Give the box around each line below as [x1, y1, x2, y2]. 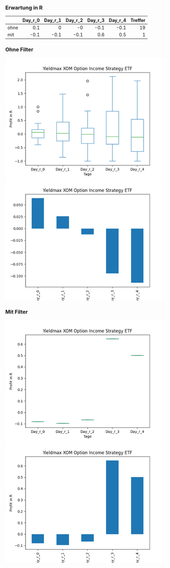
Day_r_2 [65, 17, 83, 23]
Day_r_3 [87, 17, 105, 23]
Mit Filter [5, 308, 28, 315]
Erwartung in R [5, 4, 43, 11]
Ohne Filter [5, 46, 34, 53]
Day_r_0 [22, 17, 40, 23]
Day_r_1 [44, 17, 62, 23]
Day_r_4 [108, 17, 126, 23]
